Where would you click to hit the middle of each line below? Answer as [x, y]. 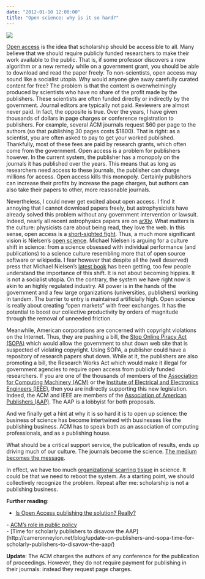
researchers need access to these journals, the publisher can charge [93, 170]
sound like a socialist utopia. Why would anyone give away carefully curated [102, 79]
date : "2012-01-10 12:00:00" [43, 12]
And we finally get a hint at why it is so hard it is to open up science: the [97, 413]
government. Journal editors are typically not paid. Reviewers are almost [98, 105]
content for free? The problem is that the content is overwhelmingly [91, 86]
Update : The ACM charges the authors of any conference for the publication [103, 556]
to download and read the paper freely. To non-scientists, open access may [102, 72]
